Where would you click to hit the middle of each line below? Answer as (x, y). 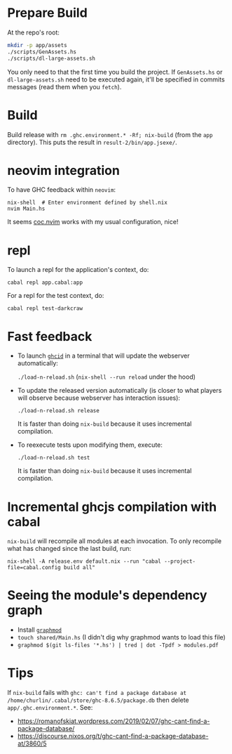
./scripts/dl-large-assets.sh (52, 58)
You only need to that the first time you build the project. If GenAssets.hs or (115, 72)
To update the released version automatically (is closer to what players (120, 391)
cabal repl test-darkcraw (45, 308)
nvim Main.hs (26, 209)
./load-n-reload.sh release (58, 411)
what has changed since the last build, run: (69, 549)
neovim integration (64, 170)
